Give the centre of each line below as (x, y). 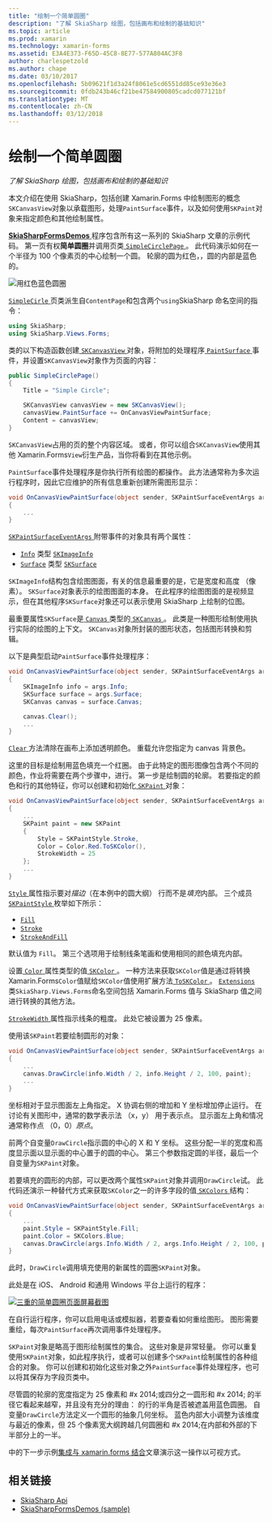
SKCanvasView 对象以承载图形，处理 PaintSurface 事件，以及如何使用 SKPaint (132, 208)
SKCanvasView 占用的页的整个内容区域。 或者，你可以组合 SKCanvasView (124, 444)
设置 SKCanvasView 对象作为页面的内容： (94, 360)
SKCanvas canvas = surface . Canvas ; (83, 702)
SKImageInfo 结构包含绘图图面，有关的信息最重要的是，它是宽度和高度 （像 (132, 581)
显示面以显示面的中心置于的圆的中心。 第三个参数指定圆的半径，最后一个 (137, 1153)
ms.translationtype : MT (49, 99)
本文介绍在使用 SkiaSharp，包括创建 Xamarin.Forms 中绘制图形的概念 (125, 198)
